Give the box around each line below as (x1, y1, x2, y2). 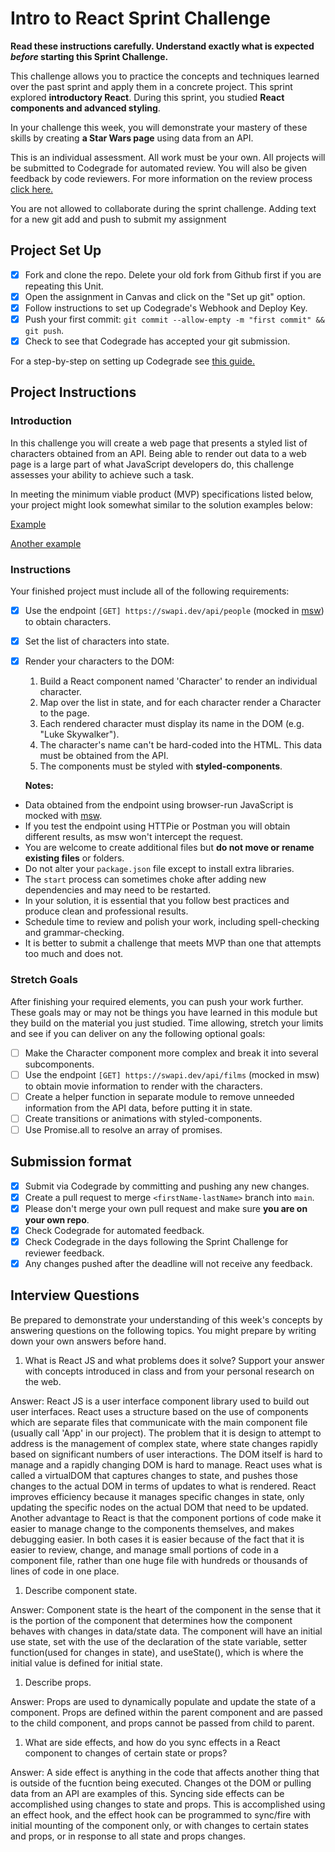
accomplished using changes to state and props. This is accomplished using (10, 1798, 326, 1810)
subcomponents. (24, 1058, 95, 1070)
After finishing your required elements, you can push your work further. (10, 995, 304, 1007)
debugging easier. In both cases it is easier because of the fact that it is (10, 1533, 305, 1545)
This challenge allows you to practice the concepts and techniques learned (10, 70, 320, 82)
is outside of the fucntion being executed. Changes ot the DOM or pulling (10, 1777, 312, 1789)
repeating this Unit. (24, 280, 104, 292)
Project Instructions (10, 384, 137, 401)
